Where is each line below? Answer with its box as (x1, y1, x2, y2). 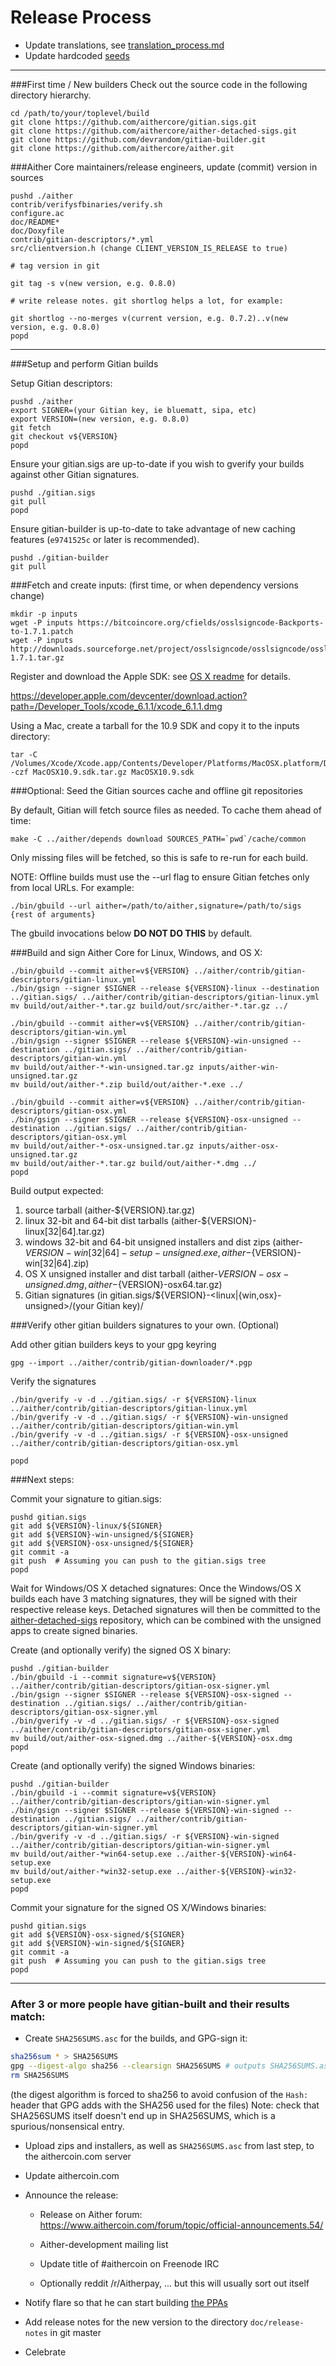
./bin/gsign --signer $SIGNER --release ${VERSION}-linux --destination (10, 983, 320, 993)
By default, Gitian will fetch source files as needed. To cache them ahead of (10, 804, 322, 816)
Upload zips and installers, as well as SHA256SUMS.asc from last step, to (24, 2139, 315, 2151)
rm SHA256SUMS (10, 2070, 70, 2080)
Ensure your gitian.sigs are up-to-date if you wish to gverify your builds (10, 457, 305, 470)
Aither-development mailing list (39, 2238, 169, 2250)
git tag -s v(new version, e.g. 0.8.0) (10, 278, 177, 288)
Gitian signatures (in (24, 1289, 108, 1301)
